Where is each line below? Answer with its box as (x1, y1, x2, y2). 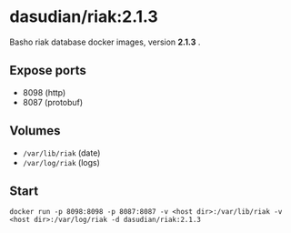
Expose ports (9, 63, 86, 78)
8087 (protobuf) (22, 96, 84, 107)
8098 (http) (22, 86, 66, 97)
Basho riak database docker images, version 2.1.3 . (9, 36, 201, 47)
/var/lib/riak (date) (22, 147, 101, 158)
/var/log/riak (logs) (22, 157, 100, 167)
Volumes (9, 123, 61, 138)
